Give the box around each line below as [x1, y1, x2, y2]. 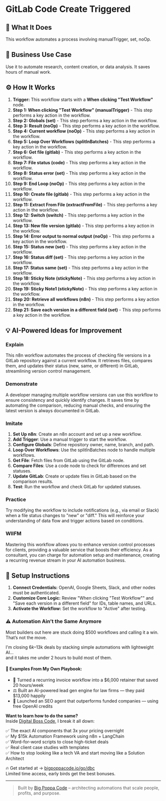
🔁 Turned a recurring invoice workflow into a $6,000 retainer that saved [12, 677, 158, 683]
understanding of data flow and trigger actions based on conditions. [5, 518, 144, 524]
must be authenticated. [12, 590, 60, 596]
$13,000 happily [12, 693, 46, 699]
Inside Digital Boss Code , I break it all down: [5, 718, 95, 724]
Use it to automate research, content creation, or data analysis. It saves [5, 63, 150, 70]
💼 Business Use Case [5, 50, 72, 59]
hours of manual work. [5, 69, 51, 75]
